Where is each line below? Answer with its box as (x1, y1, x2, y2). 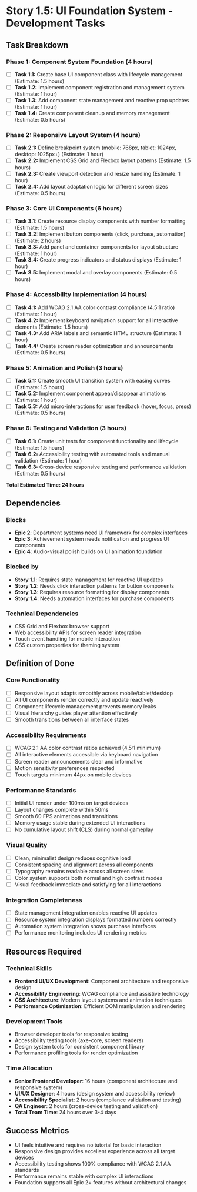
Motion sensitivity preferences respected (14, 764, 115, 771)
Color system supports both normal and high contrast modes (14, 874, 163, 881)
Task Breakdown (6, 40, 69, 50)
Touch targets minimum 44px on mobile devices (14, 771, 132, 778)
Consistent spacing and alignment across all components (14, 861, 154, 868)
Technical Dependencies (6, 610, 79, 618)
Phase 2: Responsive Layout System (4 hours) (6, 131, 141, 139)
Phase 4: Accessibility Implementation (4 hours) (6, 290, 148, 299)
